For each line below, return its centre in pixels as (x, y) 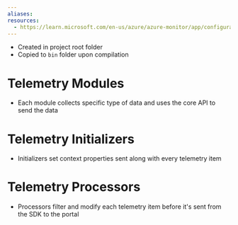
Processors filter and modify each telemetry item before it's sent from (119, 207)
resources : (23, 21)
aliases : (20, 14)
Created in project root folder (60, 47)
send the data (38, 110)
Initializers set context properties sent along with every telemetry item (119, 158)
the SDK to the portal (48, 214)
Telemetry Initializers (71, 139)
